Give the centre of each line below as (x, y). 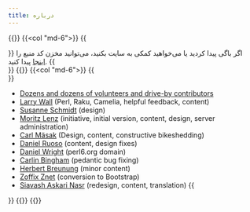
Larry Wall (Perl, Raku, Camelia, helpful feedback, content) (114, 101)
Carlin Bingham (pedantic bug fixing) (79, 160)
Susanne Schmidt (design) (63, 110)
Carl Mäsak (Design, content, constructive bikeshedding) (112, 135)
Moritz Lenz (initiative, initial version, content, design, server (117, 118)
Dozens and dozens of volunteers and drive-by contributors (116, 93)
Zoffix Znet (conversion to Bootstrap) (79, 177)
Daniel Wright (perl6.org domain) (73, 152)
